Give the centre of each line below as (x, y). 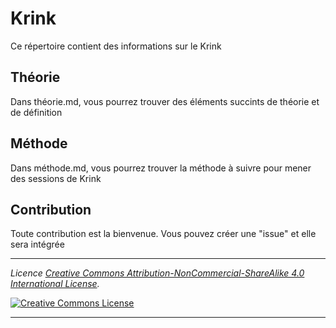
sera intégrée (37, 244)
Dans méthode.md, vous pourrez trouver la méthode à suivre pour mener (161, 168)
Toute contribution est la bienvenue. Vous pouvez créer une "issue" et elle (163, 234)
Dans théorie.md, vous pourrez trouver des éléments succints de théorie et (165, 101)
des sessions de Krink (56, 178)
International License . (55, 284)
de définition (36, 112)
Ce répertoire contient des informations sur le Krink (116, 46)
